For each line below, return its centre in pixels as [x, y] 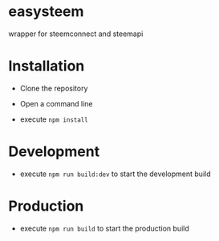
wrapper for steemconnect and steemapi [76, 34]
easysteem [46, 12]
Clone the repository [54, 88]
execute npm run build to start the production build [105, 228]
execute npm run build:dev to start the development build [115, 174]
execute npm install [54, 119]
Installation [47, 66]
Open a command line [57, 103]
